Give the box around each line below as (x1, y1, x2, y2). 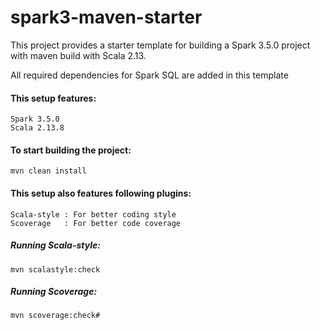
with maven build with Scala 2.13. (10, 49, 147, 61)
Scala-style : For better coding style (10, 209, 177, 220)
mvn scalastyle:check (10, 264, 101, 275)
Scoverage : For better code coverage (10, 218, 182, 228)
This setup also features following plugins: (10, 187, 192, 199)
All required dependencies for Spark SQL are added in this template (10, 69, 289, 81)
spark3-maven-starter (10, 6, 203, 29)
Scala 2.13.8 (10, 123, 65, 133)
